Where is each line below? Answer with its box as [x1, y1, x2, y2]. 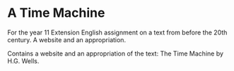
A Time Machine [7, 5, 105, 21]
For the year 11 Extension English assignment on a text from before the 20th [7, 28, 228, 37]
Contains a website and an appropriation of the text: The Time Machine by [7, 49, 224, 58]
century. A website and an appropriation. [7, 35, 126, 44]
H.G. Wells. [7, 56, 40, 65]
